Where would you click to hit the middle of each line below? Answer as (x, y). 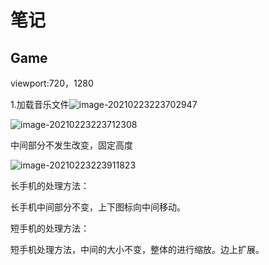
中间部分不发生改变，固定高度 (71, 145)
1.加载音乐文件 (40, 104)
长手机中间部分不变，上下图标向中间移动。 (98, 207)
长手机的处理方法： (50, 185)
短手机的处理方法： (50, 228)
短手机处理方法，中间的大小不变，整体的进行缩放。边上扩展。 (137, 249)
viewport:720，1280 (52, 83)
